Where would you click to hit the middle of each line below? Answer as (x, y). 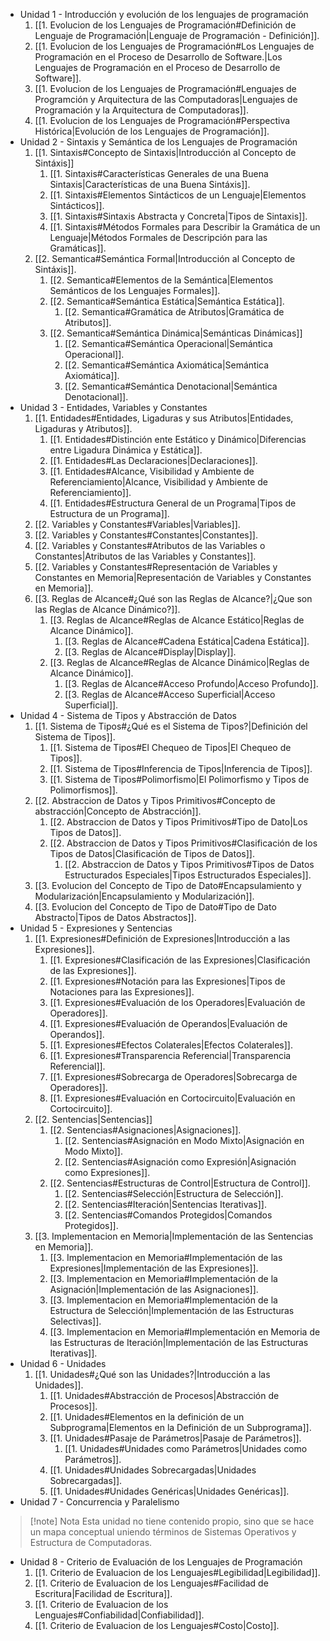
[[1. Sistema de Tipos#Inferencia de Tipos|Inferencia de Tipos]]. (181, 768)
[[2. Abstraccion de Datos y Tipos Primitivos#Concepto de (155, 800)
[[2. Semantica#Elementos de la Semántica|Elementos (161, 280)
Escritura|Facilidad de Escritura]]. (103, 1593)
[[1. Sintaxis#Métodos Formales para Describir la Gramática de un (185, 227)
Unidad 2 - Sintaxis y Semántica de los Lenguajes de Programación (158, 142)
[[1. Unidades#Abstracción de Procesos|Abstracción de (164, 1395)
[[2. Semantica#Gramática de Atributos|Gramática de (174, 312)
